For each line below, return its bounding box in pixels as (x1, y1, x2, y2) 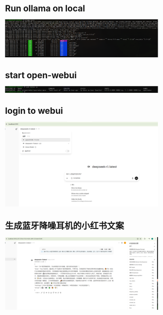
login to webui (5, 105, 63, 117)
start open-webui (5, 70, 77, 81)
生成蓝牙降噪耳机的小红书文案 (5, 221, 125, 231)
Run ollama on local (5, 3, 85, 14)
